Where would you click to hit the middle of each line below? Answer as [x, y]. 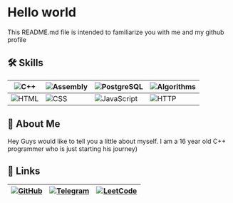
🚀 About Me [34, 124]
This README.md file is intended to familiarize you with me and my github [116, 32]
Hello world [42, 12]
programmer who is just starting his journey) [72, 149]
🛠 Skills [26, 63]
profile [17, 39]
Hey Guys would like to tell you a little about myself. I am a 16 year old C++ [117, 141]
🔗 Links [24, 171]
